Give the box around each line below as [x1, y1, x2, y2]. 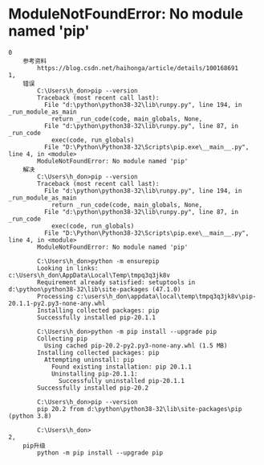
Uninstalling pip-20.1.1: [51, 369, 138, 378]
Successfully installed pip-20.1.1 [37, 313, 156, 322]
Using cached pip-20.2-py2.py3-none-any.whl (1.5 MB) [43, 341, 228, 350]
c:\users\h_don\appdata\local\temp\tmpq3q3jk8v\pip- [76, 292, 257, 300]
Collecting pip [37, 335, 88, 343]
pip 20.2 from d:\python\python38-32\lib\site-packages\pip [37, 405, 242, 413]
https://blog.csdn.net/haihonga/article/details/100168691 [37, 64, 239, 72]
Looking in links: [37, 264, 99, 272]
